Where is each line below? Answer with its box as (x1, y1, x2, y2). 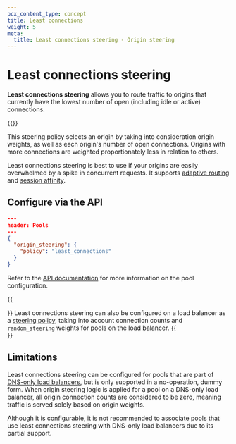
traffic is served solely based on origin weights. (7, 400, 145, 409)
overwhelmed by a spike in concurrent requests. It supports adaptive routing (7, 168, 230, 177)
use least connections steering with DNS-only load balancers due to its (7, 421, 213, 430)
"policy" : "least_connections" (20, 248, 112, 255)
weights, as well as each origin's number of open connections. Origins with (7, 140, 225, 149)
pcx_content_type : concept (7, 10, 87, 18)
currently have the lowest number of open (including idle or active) (7, 98, 201, 106)
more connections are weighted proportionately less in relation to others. (7, 147, 219, 156)
